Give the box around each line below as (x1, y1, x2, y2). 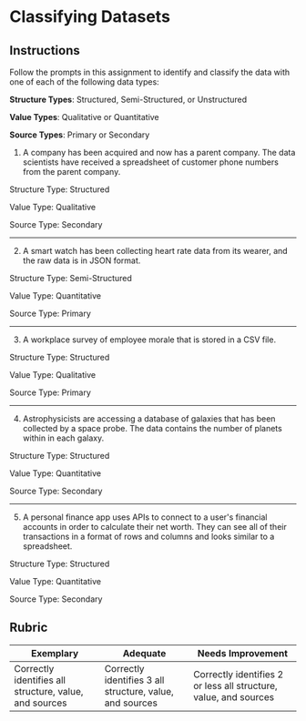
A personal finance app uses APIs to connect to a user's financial (22, 512, 268, 523)
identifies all (14, 674, 66, 686)
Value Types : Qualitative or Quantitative (9, 112, 159, 122)
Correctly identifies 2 (192, 667, 284, 680)
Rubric (9, 620, 48, 635)
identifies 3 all (104, 674, 165, 686)
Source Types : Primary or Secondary (9, 129, 150, 140)
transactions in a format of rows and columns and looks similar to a (22, 531, 275, 542)
